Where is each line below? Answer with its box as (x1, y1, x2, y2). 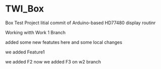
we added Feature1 (5, 49, 45, 55)
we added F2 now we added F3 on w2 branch (5, 58, 101, 64)
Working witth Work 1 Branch (5, 29, 66, 35)
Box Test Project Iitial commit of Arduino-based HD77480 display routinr (5, 20, 156, 26)
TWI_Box (5, 3, 44, 15)
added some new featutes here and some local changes (5, 39, 123, 45)
